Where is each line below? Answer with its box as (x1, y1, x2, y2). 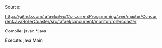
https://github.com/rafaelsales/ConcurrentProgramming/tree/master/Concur (5, 14, 157, 19)
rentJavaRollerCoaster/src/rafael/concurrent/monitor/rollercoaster (5, 19, 137, 24)
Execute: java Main (5, 37, 43, 43)
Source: (5, 4, 21, 10)
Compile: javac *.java (5, 28, 47, 33)
